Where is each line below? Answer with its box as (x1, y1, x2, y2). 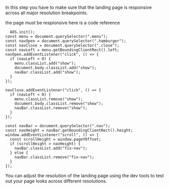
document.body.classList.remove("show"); (14, 101, 103, 106)
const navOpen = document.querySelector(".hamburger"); (5, 38, 126, 43)
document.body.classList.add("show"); (14, 65, 97, 70)
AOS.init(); (10, 30, 36, 35)
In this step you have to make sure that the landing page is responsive (5, 5, 152, 10)
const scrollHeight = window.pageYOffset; (10, 137, 101, 142)
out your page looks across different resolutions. (5, 178, 107, 184)
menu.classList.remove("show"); (14, 97, 83, 102)
